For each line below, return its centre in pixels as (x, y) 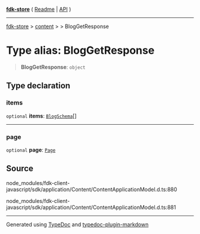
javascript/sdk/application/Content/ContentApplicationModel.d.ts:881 (91, 207)
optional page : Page (31, 150)
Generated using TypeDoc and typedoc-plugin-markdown (77, 224)
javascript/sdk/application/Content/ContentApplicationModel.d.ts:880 (92, 189)
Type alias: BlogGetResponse (80, 50)
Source (20, 169)
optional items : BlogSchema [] (41, 116)
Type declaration (38, 86)
